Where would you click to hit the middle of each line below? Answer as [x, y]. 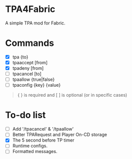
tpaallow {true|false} [33, 79]
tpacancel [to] [27, 74]
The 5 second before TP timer [43, 140]
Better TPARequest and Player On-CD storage [60, 135]
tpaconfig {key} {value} [36, 85]
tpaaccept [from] [30, 62]
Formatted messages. [35, 152]
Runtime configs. [30, 146]
